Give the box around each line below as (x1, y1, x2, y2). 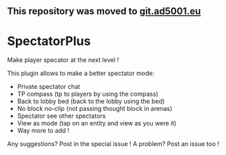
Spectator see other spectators (17, 112, 106, 120)
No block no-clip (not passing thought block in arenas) (17, 105, 173, 113)
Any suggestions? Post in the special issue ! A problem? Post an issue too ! (7, 140, 220, 148)
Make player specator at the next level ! (7, 56, 119, 64)
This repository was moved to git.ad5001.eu (7, 6, 201, 17)
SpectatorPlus (7, 33, 91, 49)
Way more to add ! (17, 127, 70, 135)
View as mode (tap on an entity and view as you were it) (17, 119, 177, 127)
